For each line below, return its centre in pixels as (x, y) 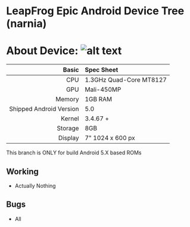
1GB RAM (99, 99)
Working (22, 171)
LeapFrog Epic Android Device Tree (95, 11)
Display (68, 138)
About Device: (42, 51)
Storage (68, 128)
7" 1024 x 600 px (110, 138)
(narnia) (27, 24)
